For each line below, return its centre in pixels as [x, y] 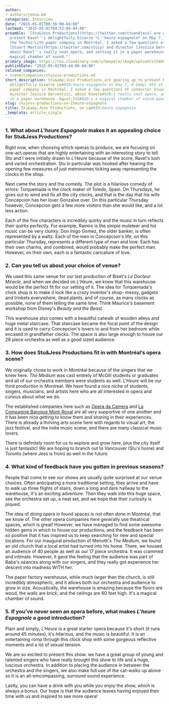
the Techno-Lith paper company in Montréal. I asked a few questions [84, 43]
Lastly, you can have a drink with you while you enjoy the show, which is [80, 686]
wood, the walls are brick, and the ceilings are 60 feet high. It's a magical [81, 593]
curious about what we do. [33, 397]
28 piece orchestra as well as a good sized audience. [60, 339]
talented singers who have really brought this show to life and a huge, [77, 660]
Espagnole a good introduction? [45, 618]
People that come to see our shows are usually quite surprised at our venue [83, 478]
